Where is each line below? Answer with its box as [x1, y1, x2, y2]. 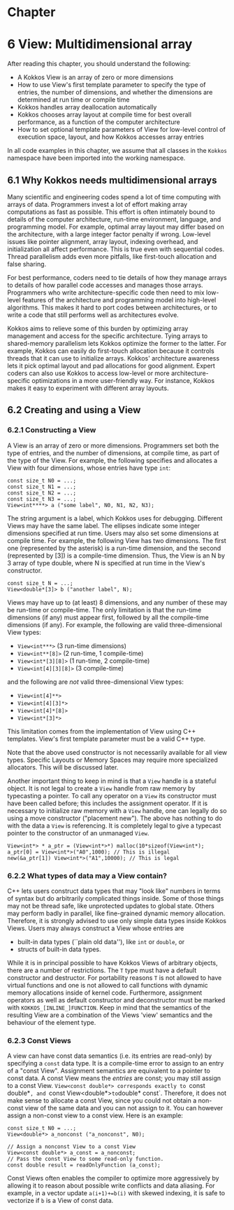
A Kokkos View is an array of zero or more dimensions [17, 73, 174, 81]
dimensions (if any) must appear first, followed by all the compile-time [7, 613, 210, 621]
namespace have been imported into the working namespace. [7, 154, 186, 162]
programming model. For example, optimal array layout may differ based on [7, 222, 225, 231]
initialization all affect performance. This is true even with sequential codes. [7, 245, 225, 253]
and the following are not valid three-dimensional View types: [7, 678, 184, 686]
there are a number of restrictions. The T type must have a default [7, 966, 197, 974]
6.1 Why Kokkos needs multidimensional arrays [7, 174, 217, 186]
